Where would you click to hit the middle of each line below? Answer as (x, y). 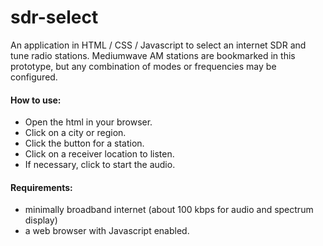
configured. (34, 77)
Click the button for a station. (84, 143)
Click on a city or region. (75, 133)
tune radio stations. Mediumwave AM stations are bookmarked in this (153, 55)
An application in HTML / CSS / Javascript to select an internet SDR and (158, 45)
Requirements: (41, 187)
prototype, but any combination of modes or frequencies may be (143, 66)
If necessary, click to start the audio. (100, 165)
